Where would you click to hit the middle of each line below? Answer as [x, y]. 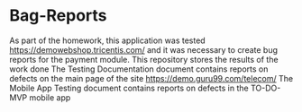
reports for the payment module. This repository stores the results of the [144, 59]
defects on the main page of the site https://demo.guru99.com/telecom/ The [151, 78]
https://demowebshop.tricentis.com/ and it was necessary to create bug [143, 49]
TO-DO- [266, 88]
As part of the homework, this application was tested [107, 40]
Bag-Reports [58, 16]
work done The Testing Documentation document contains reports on [139, 69]
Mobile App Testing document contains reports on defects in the [129, 88]
